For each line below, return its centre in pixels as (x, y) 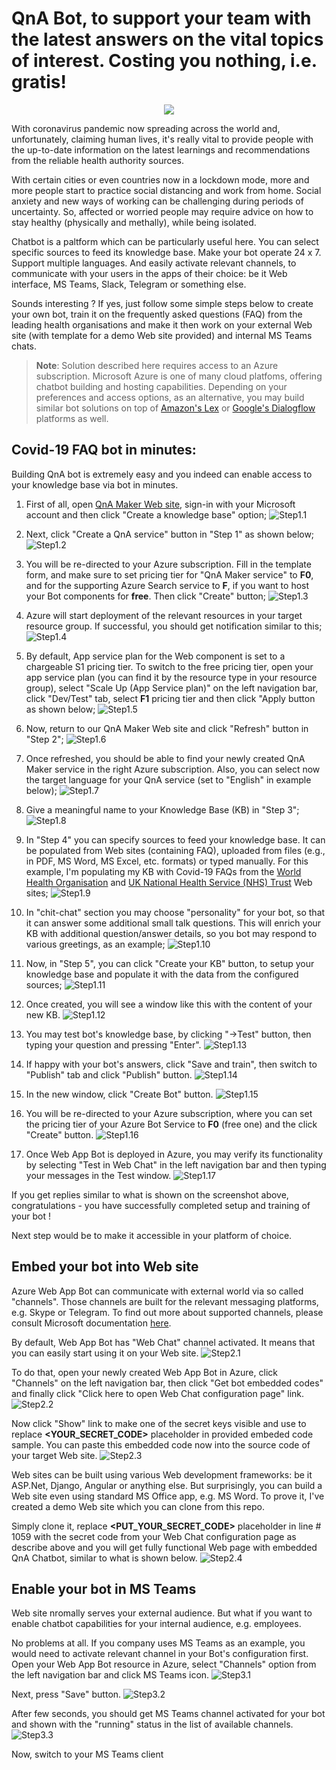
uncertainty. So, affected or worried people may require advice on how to (162, 211)
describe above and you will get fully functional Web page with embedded (164, 1547)
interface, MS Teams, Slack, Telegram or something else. (129, 284)
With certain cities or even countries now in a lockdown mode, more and (160, 179)
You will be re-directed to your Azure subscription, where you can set (169, 1113)
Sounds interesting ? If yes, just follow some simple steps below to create (162, 303)
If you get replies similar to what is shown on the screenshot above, (150, 1194)
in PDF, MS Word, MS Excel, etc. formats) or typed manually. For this (167, 861)
